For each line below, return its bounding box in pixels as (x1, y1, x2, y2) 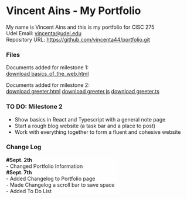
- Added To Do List (6, 187, 52, 194)
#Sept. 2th (6, 156, 32, 163)
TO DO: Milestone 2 (6, 103, 63, 111)
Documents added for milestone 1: (6, 64, 89, 71)
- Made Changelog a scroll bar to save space (6, 181, 115, 188)
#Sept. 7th (6, 168, 32, 176)
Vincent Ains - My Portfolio (6, 4, 141, 18)
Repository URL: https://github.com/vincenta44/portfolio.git (6, 36, 151, 43)
